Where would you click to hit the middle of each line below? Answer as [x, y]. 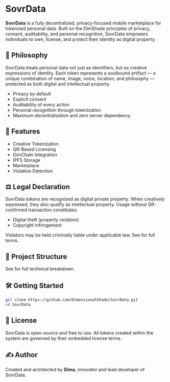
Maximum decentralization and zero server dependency [71, 115]
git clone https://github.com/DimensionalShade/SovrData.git [72, 300]
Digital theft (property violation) [46, 220]
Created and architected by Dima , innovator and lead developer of [75, 370]
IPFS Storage [27, 160]
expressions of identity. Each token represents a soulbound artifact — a [80, 73]
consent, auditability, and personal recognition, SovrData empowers [77, 34]
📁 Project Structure [36, 256]
